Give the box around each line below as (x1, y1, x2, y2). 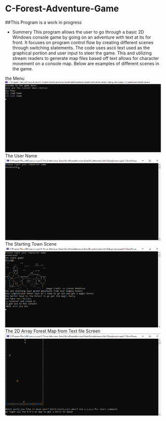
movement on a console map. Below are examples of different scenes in (12, 60, 160, 66)
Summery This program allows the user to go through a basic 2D (12, 29, 144, 35)
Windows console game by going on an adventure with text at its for (12, 34, 152, 40)
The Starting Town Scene (5, 241, 57, 247)
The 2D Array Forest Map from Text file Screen (5, 328, 100, 334)
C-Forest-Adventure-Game (5, 3, 119, 14)
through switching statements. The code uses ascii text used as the (12, 45, 150, 51)
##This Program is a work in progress (5, 19, 82, 25)
